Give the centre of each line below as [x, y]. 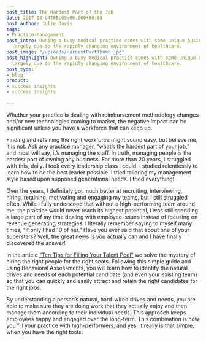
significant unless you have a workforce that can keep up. [79, 128]
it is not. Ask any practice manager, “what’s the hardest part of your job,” [98, 146]
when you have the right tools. [45, 332]
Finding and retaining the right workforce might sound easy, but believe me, [102, 139]
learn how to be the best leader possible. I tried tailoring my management [99, 172]
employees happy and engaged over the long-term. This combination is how [103, 319]
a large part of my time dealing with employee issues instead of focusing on [102, 217]
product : [17, 80]
